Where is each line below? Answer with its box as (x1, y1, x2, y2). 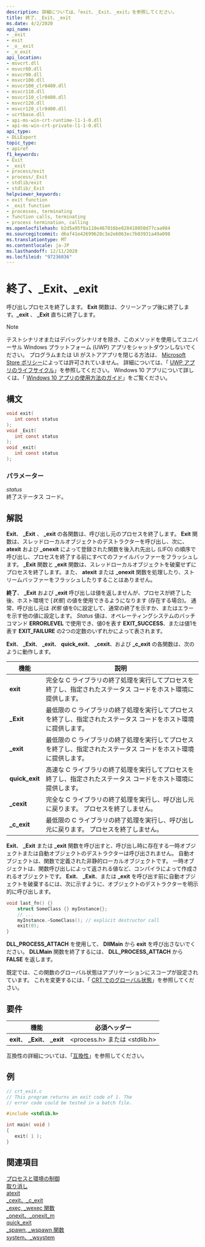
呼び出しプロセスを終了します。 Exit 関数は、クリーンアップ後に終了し (6, 304, 184, 311)
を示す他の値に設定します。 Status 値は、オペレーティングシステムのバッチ (6, 612, 196, 619)
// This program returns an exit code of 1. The (6, 1094, 132, 1100)
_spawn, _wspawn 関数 (6, 1226, 65, 1234)
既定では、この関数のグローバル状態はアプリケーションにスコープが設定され (6, 968, 198, 976)
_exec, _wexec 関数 (6, 1204, 55, 1211)
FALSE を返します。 (6, 956, 56, 963)
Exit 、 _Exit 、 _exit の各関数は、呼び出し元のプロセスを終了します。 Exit (6, 530, 191, 537)
